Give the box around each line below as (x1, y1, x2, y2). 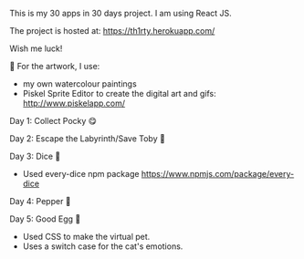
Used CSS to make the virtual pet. (22, 232, 151, 242)
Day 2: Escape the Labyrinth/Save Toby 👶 (9, 133, 166, 144)
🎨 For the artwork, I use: (9, 61, 100, 71)
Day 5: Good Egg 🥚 (9, 213, 81, 224)
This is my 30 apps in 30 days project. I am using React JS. (9, 8, 233, 18)
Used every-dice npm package (22, 169, 140, 179)
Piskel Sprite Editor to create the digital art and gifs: (22, 88, 216, 98)
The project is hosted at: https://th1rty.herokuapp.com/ (9, 26, 215, 36)
